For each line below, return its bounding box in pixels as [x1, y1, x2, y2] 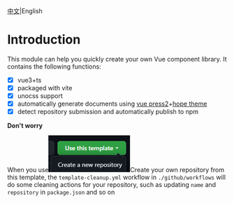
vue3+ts [17, 76, 42, 84]
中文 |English [7, 7, 43, 15]
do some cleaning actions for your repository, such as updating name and [7, 181, 217, 189]
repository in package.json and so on [7, 188, 115, 197]
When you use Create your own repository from [7, 166, 225, 174]
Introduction [7, 31, 81, 48]
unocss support [17, 92, 63, 100]
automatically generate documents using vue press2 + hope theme [17, 99, 207, 108]
